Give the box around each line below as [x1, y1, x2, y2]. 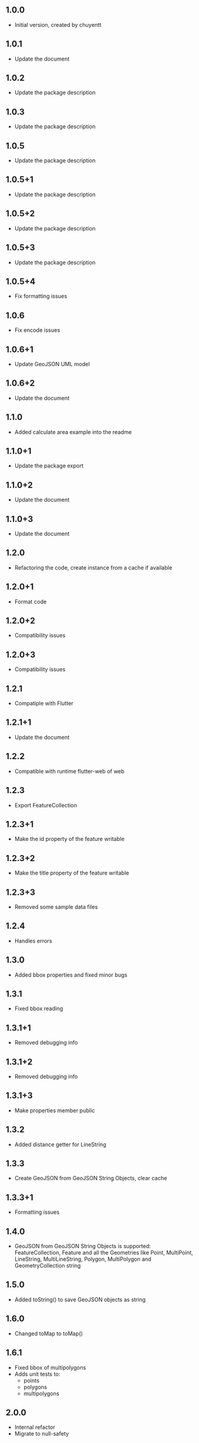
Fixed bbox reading [14, 1005, 63, 1012]
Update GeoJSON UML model [14, 360, 90, 367]
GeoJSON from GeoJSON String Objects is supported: [14, 1243, 152, 1250]
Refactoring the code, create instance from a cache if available [14, 564, 173, 571]
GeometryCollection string [14, 1262, 81, 1269]
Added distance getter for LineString [14, 1140, 106, 1148]
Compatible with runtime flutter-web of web [14, 767, 125, 775]
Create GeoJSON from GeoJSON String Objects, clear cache [14, 1175, 167, 1182]
